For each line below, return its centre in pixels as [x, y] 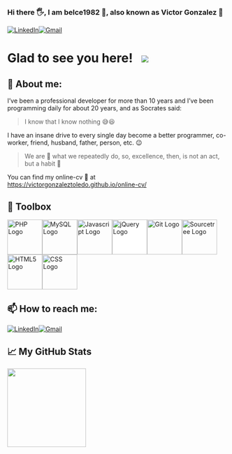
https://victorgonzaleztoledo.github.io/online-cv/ [77, 184]
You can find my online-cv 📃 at [51, 177]
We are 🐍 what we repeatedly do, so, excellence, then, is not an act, [122, 156]
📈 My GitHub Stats [50, 352]
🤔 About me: [35, 84]
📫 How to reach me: [52, 308]
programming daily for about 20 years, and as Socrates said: [94, 108]
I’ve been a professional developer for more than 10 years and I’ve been [111, 101]
